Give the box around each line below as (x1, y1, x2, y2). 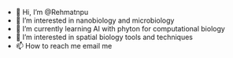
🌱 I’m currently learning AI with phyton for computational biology (15, 24, 226, 33)
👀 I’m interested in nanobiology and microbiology (15, 16, 175, 25)
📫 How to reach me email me (15, 42, 113, 50)
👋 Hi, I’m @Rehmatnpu (15, 8, 89, 16)
